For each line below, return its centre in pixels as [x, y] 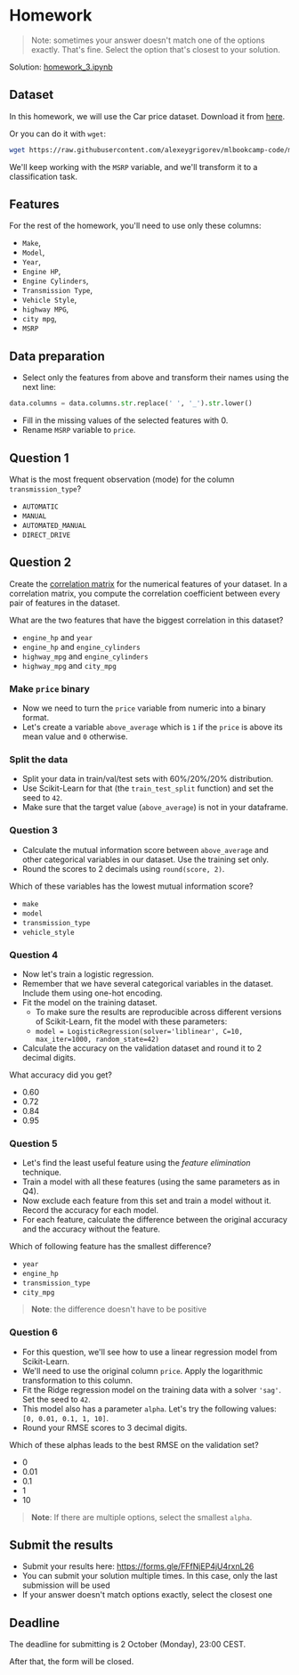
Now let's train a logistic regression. [88, 974]
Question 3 [33, 831]
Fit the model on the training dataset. [89, 1002]
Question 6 [33, 1332]
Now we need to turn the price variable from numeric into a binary [144, 708]
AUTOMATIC [40, 507]
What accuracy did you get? [61, 1075]
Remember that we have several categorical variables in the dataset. [148, 983]
